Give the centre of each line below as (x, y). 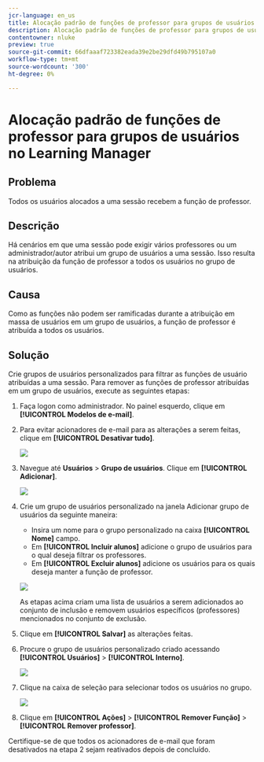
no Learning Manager (80, 153)
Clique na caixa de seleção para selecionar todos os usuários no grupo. (136, 688)
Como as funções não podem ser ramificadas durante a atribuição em (122, 314)
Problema (32, 182)
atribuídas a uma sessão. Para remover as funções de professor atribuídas (129, 383)
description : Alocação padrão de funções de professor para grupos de (126, 30)
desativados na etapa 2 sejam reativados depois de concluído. (109, 749)
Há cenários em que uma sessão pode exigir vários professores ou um (123, 245)
